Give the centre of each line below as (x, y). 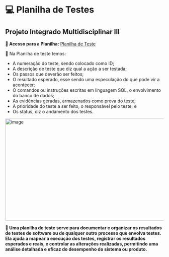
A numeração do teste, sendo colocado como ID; (63, 63)
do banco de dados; (33, 95)
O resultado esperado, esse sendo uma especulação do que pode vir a (86, 79)
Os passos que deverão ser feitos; (48, 74)
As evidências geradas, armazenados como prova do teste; (74, 101)
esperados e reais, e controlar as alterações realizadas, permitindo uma (82, 244)
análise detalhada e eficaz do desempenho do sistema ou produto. (76, 249)
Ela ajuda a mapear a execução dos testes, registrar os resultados (75, 238)
